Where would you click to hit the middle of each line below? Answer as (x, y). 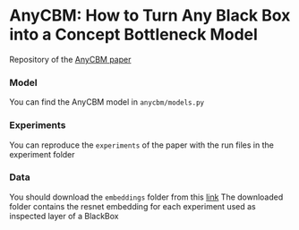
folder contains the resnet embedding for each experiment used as (133, 206)
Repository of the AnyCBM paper (70, 59)
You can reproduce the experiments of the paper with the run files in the (142, 145)
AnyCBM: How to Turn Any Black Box (150, 16)
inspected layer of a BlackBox (64, 216)
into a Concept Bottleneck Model (133, 34)
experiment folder (42, 154)
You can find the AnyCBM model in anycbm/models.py (107, 102)
